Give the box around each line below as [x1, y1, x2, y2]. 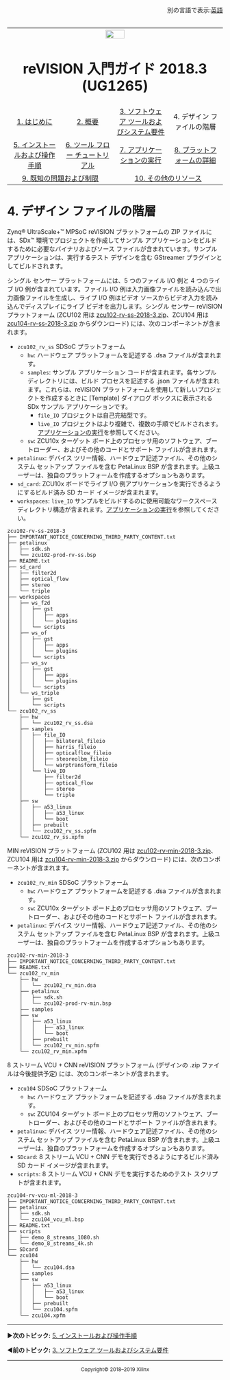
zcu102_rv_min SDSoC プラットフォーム [16, 879, 129, 887]
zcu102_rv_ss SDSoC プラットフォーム [16, 342, 125, 351]
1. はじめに [16, 117, 53, 127]
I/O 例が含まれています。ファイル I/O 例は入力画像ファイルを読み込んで [14, 285, 216, 294]
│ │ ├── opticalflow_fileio [19, 750, 112, 757]
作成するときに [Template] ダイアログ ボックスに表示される [45, 394, 213, 403]
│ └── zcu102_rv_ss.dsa [19, 719, 94, 727]
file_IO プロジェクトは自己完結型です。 [37, 411, 151, 420]
